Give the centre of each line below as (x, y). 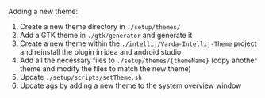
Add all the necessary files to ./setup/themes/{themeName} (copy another (138, 60)
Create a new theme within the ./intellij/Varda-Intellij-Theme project (138, 43)
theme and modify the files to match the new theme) (106, 69)
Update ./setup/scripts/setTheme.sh (81, 77)
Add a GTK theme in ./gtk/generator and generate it (106, 35)
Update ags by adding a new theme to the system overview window (131, 85)
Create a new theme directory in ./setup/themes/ (100, 26)
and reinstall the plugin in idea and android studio (100, 52)
